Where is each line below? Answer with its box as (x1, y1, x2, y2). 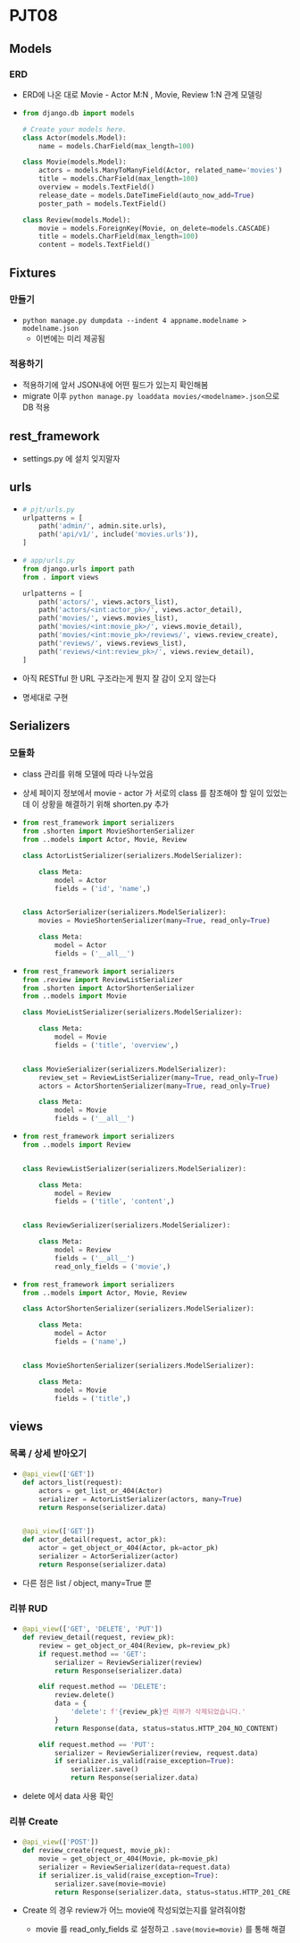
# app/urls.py (21, 556, 75, 565)
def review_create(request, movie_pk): (21, 1846, 171, 1855)
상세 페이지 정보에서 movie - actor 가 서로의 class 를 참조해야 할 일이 (21, 788, 264, 799)
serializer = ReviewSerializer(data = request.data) (38, 1862, 231, 1871)
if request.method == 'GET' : (38, 1650, 147, 1659)
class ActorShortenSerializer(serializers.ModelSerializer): (21, 1304, 255, 1313)
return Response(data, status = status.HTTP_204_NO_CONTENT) (54, 1724, 279, 1733)
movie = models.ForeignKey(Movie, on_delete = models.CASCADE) (38, 224, 271, 233)
